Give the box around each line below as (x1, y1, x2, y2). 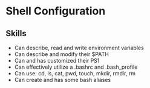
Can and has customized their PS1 (14, 57, 100, 64)
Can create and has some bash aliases (14, 77, 111, 83)
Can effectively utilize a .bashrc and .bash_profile (14, 63, 138, 71)
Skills (5, 28, 27, 39)
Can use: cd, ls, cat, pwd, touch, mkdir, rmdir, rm (14, 70, 135, 77)
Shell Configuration (5, 4, 106, 18)
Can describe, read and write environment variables (14, 44, 145, 51)
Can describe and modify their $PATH (14, 51, 109, 58)
